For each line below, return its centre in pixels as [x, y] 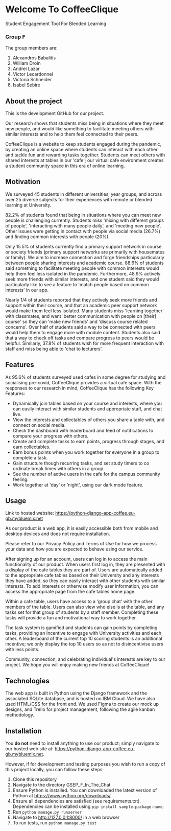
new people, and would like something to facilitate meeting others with [80, 129]
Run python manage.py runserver [47, 812]
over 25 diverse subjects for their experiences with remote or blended [79, 199]
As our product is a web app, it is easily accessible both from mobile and [82, 528]
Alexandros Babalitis [34, 58]
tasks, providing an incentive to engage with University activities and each [83, 633]
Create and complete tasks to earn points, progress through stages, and [89, 441]
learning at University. [28, 205]
